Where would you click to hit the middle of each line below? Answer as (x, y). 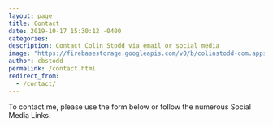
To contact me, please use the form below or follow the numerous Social (130, 107)
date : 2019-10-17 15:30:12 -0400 (65, 31)
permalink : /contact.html (52, 69)
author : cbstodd (36, 61)
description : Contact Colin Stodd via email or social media (114, 46)
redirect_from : (34, 76)
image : (19, 53)
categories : (28, 38)
